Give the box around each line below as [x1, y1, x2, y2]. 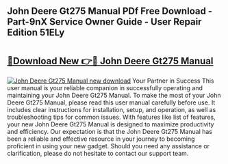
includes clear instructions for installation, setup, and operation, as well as [7, 106, 216, 113]
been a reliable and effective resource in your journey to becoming [7, 135, 195, 143]
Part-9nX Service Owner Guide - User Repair [7, 16, 202, 28]
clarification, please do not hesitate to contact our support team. [7, 150, 189, 157]
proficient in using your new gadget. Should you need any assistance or [7, 142, 210, 150]
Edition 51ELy [7, 27, 65, 38]
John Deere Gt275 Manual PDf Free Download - [7, 5, 213, 17]
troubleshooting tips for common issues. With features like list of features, [7, 113, 216, 121]
